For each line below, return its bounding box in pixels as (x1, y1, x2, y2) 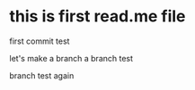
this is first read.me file (9, 6, 186, 27)
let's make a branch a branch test (9, 53, 133, 63)
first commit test (9, 36, 70, 46)
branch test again (9, 70, 75, 81)
